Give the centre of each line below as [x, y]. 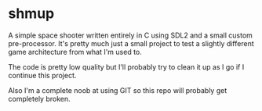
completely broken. [39, 98]
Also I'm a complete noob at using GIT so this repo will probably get [118, 90]
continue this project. [42, 75]
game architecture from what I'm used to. [75, 52]
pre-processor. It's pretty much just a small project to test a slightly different [131, 43]
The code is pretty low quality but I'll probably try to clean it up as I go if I [126, 66]
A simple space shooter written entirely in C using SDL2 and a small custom [131, 35]
